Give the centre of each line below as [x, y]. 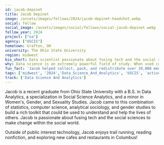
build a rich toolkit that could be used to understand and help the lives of [78, 112]
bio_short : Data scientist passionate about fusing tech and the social [81, 60]
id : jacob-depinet [24, 10]
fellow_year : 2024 [24, 32]
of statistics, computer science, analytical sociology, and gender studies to [80, 107]
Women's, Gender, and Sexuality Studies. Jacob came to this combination [79, 102]
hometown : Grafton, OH [28, 46]
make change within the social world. [42, 123]
